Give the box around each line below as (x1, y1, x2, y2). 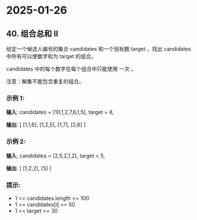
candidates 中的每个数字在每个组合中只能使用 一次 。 (6, 66, 136, 72)
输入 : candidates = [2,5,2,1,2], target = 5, (6, 152, 105, 159)
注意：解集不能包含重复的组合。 (6, 78, 84, 85)
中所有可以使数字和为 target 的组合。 (6, 53, 97, 60)
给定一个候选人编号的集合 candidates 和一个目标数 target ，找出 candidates (6, 46, 191, 52)
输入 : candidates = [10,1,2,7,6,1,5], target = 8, (6, 109, 115, 116)
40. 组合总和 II (6, 28, 58, 38)
